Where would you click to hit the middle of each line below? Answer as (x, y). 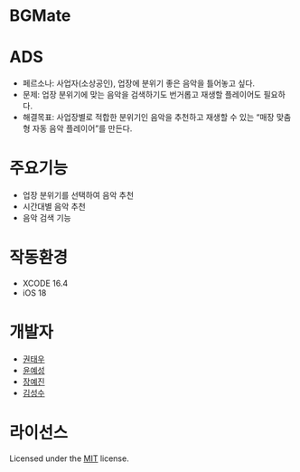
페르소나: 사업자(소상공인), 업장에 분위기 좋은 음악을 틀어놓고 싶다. (139, 83)
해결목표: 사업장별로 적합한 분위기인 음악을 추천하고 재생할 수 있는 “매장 (148, 118)
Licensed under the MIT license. (69, 458)
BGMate (40, 16)
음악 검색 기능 (47, 218)
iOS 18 (34, 293)
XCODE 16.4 (45, 283)
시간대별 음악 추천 (54, 207)
